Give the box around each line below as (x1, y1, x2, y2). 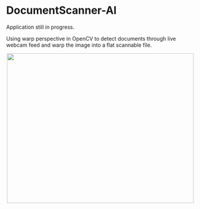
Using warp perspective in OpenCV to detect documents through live (6, 35, 176, 42)
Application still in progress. (6, 23, 75, 31)
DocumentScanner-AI (6, 4, 117, 17)
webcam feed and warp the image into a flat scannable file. (6, 41, 152, 49)
